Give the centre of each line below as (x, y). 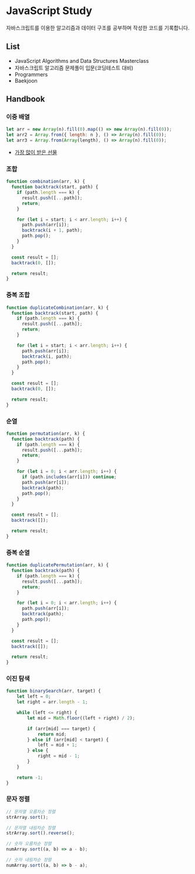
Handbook (26, 99)
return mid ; (52, 734)
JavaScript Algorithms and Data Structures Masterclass (82, 60)
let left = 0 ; (34, 697)
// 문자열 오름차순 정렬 (31, 812)
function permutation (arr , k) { (46, 433)
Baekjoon (26, 80)
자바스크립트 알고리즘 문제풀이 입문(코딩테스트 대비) (74, 68)
